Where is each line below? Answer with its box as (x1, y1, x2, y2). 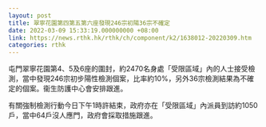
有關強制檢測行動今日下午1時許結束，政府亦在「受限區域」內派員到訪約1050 (8, 101, 258, 110)
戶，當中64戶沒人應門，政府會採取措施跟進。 (8, 110, 157, 120)
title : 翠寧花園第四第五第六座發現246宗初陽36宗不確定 (8, 19, 170, 27)
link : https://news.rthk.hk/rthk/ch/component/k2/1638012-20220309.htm (8, 33, 252, 42)
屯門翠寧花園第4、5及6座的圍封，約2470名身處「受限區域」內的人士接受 (8, 64, 248, 74)
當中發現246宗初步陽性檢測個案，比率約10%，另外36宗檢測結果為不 (22, 74, 248, 83)
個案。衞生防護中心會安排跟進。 (22, 84, 128, 94)
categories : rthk (8, 41, 66, 49)
